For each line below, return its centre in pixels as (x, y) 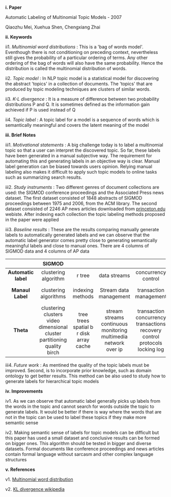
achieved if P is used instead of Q (40, 110)
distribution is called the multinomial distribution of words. (66, 68)
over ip (115, 349)
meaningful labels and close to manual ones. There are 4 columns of (77, 246)
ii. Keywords (19, 37)
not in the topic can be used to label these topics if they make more (76, 417)
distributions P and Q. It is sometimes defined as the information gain (78, 104)
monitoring (115, 330)
